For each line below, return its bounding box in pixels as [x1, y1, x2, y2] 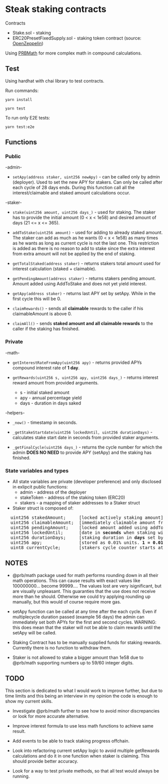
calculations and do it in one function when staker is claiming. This [12, 752, 150, 758]
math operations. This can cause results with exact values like [12, 577, 140, 583]
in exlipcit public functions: [12, 484, 68, 490]
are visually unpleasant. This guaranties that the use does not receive [12, 588, 156, 594]
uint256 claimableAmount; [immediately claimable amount [10, 520, 156, 525]
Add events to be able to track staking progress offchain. [12, 737, 130, 743]
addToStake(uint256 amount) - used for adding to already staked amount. [12, 229, 163, 235]
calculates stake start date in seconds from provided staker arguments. [12, 434, 159, 440]
